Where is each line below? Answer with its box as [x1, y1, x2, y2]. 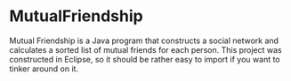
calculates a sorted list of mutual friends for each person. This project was [9, 44, 282, 55]
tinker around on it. [9, 63, 78, 74]
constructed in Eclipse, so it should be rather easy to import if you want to [9, 54, 280, 64]
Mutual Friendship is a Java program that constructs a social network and [9, 35, 279, 46]
